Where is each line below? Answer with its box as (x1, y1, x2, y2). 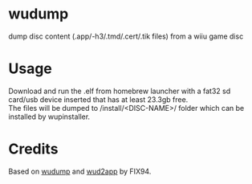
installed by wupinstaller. (8, 112, 91, 121)
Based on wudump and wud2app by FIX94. (8, 166, 152, 176)
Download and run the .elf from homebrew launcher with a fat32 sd (8, 86, 231, 96)
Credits (8, 140, 59, 158)
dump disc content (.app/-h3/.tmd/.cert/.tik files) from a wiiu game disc (8, 31, 244, 41)
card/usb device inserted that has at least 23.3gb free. (8, 94, 189, 104)
